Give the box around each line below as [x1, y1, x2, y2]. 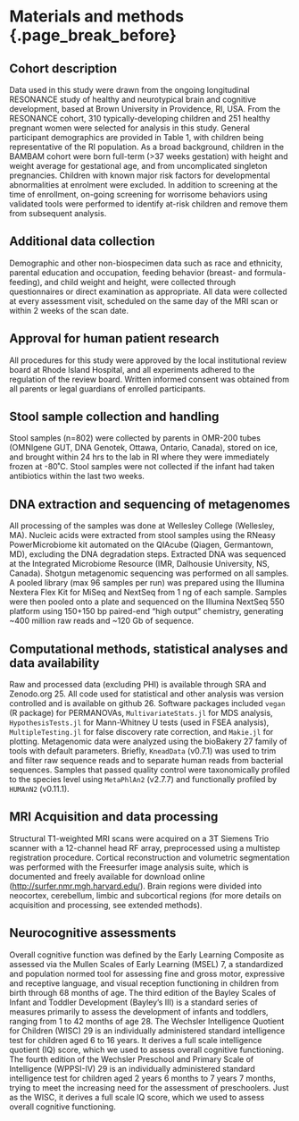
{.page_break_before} [9, 25, 177, 46]
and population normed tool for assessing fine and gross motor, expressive [9, 968, 286, 979]
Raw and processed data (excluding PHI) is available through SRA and [9, 679, 267, 690]
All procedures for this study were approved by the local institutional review [9, 355, 287, 366]
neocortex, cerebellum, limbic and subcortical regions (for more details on [9, 889, 282, 900]
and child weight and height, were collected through [44, 276, 237, 287]
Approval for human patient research [9, 331, 220, 346]
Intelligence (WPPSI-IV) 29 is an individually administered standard [9, 1063, 256, 1074]
